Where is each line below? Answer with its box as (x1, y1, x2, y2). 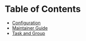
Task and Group (12, 30, 46, 36)
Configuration (12, 20, 41, 26)
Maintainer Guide (12, 25, 48, 31)
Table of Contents (5, 3, 81, 15)
